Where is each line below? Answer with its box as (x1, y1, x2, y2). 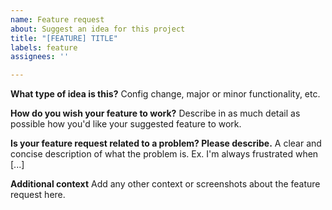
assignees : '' (10, 52, 70, 62)
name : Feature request (10, 14, 105, 25)
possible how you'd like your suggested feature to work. (10, 118, 242, 130)
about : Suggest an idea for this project (10, 24, 186, 34)
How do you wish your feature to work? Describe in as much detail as (10, 107, 301, 120)
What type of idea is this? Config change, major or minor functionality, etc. (10, 88, 321, 100)
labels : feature (10, 42, 78, 53)
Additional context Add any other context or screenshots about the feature (10, 178, 321, 190)
